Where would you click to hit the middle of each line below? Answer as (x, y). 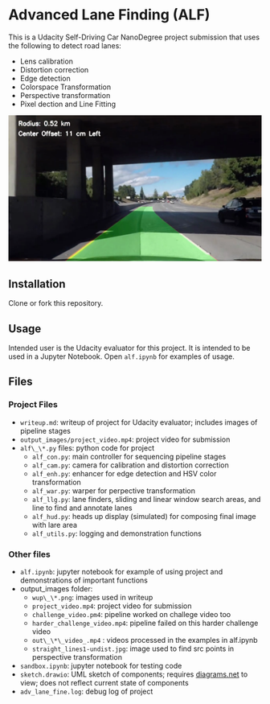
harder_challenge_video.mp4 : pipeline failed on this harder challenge (145, 623)
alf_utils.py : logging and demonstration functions (117, 533)
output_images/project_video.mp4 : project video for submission (125, 439)
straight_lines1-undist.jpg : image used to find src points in (133, 648)
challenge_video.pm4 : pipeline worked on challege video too (131, 614)
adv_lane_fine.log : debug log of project (86, 691)
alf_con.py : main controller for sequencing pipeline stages (129, 456)
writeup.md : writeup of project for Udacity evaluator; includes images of (139, 422)
